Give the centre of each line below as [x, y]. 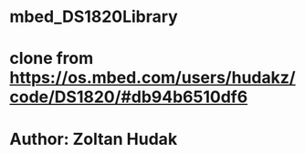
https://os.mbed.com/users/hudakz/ [152, 78]
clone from [52, 59]
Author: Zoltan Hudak [94, 139]
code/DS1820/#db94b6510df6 [129, 97]
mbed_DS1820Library [94, 17]
